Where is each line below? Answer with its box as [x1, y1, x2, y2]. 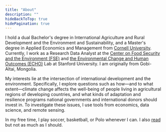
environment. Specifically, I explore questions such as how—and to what [5, 81, 154, 87]
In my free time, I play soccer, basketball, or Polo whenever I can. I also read [5, 117, 161, 123]
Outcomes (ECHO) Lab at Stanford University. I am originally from [5, 61, 139, 67]
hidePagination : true [5, 21, 50, 26]
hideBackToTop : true [5, 16, 48, 21]
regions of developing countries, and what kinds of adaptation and [5, 91, 141, 97]
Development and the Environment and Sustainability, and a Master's [5, 40, 146, 46]
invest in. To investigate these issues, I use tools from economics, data [5, 102, 150, 108]
